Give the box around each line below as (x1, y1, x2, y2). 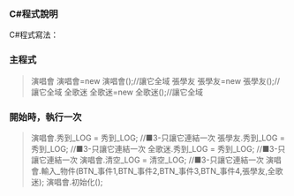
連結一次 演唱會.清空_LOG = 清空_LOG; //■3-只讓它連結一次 (46, 155, 265, 165)
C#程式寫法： (9, 29, 59, 41)
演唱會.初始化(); (46, 177, 103, 187)
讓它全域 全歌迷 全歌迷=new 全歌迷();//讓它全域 (30, 87, 204, 97)
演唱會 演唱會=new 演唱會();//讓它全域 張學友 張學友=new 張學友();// (30, 75, 281, 86)
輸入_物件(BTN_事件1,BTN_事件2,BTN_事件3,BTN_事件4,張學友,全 (41, 165, 275, 176)
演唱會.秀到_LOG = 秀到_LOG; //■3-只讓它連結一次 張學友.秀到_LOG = (30, 132, 285, 143)
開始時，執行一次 (9, 110, 82, 123)
